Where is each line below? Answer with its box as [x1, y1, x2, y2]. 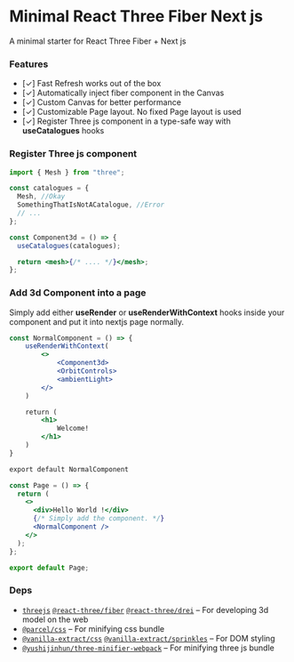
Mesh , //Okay [17, 192, 66, 201]
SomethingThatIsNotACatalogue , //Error [17, 200, 165, 210]
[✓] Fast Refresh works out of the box [21, 78, 162, 89]
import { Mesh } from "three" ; [9, 167, 125, 177]
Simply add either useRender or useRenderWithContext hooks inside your [9, 307, 285, 318]
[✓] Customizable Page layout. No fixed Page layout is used [21, 107, 242, 117]
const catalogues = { [9, 184, 90, 193]
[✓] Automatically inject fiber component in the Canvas [21, 87, 225, 99]
